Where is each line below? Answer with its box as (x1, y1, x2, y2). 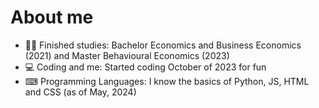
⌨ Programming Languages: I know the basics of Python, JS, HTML (24, 75, 310, 87)
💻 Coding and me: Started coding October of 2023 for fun (24, 61, 267, 73)
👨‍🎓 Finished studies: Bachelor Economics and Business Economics (24, 39, 302, 51)
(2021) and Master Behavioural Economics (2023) (24, 49, 230, 61)
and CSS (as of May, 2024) (24, 86, 137, 98)
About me (10, 6, 94, 29)
